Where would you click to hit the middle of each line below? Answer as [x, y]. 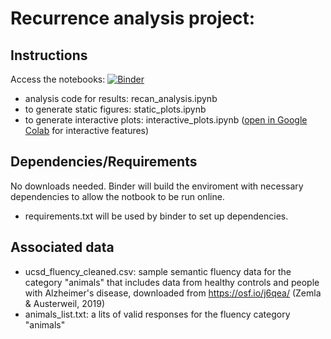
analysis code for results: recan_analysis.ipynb [121, 98]
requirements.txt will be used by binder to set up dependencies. [156, 216]
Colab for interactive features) [87, 130]
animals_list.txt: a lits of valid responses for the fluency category [157, 314]
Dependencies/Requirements [104, 162]
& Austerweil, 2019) [65, 303]
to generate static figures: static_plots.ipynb [115, 109]
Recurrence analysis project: [133, 18]
